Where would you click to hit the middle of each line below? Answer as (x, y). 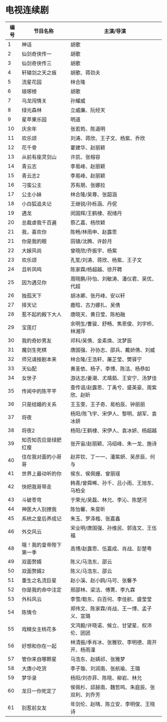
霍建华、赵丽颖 (88, 147)
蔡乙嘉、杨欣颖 (88, 222)
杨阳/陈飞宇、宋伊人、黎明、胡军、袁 (114, 414)
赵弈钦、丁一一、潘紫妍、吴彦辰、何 (113, 457)
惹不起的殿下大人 (42, 314)
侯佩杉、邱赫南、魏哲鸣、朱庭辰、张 (113, 687)
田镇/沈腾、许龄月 (91, 241)
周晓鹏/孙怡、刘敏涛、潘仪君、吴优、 (114, 279)
